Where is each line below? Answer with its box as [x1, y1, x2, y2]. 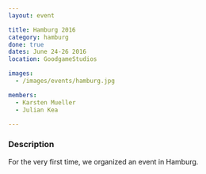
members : [8, 91, 37, 99]
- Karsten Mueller [15, 98, 77, 107]
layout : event [8, 11, 55, 20]
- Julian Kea [15, 106, 59, 114]
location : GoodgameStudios [8, 55, 97, 63]
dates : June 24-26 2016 [8, 48, 87, 56]
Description [8, 139, 55, 150]
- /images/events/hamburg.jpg [15, 77, 115, 85]
